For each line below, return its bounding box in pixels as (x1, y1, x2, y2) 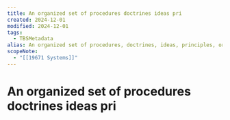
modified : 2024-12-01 (7, 22, 69, 29)
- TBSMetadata (13, 35, 53, 42)
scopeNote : (7, 48, 38, 55)
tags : (7, 29, 23, 36)
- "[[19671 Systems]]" (13, 55, 78, 61)
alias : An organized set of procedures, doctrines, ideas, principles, (7, 42, 216, 48)
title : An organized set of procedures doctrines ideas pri (7, 10, 183, 17)
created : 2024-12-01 (7, 16, 66, 23)
